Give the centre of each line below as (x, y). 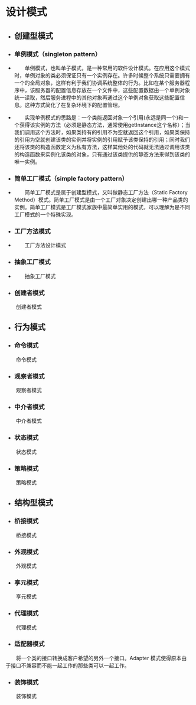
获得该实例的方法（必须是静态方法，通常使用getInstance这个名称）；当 (105, 125)
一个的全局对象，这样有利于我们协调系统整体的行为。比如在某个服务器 (99, 83)
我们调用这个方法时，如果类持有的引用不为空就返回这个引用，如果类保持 (102, 132)
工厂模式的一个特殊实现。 (45, 215)
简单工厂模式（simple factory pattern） (71, 178)
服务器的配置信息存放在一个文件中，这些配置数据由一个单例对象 (112, 90)
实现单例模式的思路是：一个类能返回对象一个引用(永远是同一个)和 (104, 117)
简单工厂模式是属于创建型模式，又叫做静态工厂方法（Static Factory (106, 192)
